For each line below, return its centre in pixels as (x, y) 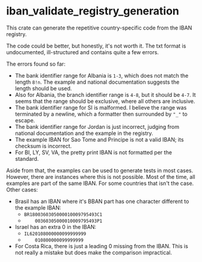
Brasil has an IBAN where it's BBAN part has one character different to (102, 201)
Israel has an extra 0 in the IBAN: (56, 226)
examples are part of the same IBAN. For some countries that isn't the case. (100, 183)
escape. (25, 120)
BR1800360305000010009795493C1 (63, 214)
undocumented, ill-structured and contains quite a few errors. (83, 52)
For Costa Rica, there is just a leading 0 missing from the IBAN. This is (101, 246)
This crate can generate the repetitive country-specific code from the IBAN (99, 28)
